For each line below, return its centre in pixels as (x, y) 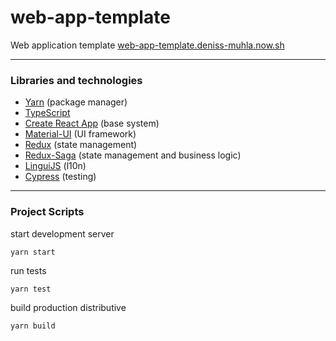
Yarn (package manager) (76, 102)
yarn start (33, 252)
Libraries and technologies (76, 80)
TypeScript (47, 113)
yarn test (31, 289)
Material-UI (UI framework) (80, 134)
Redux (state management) (81, 145)
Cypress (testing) (60, 177)
